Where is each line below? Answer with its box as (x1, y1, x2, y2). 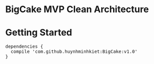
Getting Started (5, 27, 73, 39)
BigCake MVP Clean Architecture (5, 4, 149, 15)
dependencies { (5, 44, 43, 49)
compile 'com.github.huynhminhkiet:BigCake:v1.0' (10, 49, 138, 54)
